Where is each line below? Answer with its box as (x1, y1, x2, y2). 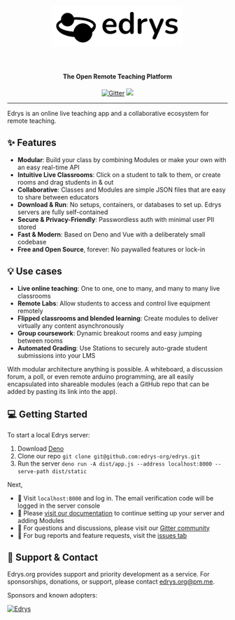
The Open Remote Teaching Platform (62, 72, 173, 81)
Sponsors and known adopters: (7, 591, 98, 600)
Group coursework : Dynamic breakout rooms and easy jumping (17, 329, 202, 337)
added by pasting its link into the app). (7, 387, 117, 395)
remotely (17, 306, 43, 315)
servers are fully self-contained (17, 208, 108, 216)
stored (17, 223, 36, 231)
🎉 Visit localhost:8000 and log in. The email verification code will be (17, 494, 214, 502)
